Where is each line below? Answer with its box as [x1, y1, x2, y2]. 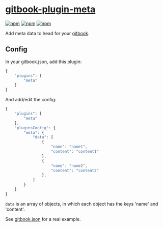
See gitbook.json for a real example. [5, 216, 81, 222]
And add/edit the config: [5, 97, 57, 103]
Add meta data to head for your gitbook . [5, 30, 90, 36]
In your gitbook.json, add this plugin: [5, 59, 82, 65]
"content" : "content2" [50, 168, 99, 173]
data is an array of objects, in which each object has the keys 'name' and [5, 201, 158, 207]
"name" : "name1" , [50, 144, 88, 150]
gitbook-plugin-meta [5, 4, 96, 15]
